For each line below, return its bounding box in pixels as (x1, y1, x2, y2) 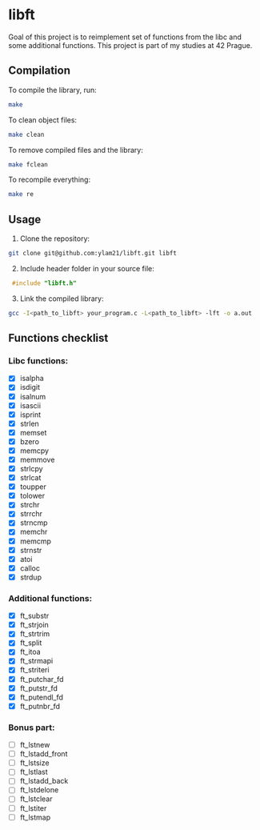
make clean (8, 130, 45, 138)
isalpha (19, 374, 44, 383)
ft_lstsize (19, 758, 50, 768)
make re (8, 190, 34, 198)
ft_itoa (19, 647, 42, 657)
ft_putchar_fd (19, 674, 64, 684)
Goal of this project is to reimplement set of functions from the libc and (8, 32, 242, 42)
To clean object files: (8, 114, 78, 125)
